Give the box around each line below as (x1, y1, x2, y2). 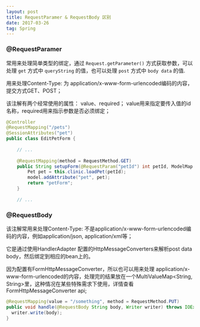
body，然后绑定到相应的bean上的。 (6, 252, 94, 260)
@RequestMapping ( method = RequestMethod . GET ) (17, 158, 132, 164)
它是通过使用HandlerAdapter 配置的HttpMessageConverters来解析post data (6, 245, 192, 252)
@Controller (6, 119, 36, 125)
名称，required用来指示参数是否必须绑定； (6, 107, 111, 114)
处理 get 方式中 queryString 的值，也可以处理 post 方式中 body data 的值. (6, 67, 186, 74)
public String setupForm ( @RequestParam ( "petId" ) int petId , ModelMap (17, 163, 193, 169)
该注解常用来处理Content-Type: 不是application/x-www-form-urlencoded (6, 225, 186, 232)
